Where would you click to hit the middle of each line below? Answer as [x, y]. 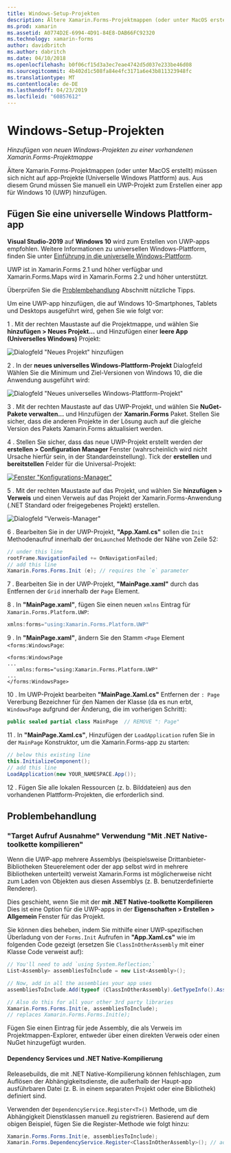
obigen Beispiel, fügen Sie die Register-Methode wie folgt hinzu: [98, 1123]
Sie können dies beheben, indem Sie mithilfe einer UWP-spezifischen [105, 930]
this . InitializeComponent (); [49, 761]
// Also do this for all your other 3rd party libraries [90, 1002]
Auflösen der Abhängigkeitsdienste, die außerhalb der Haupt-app [100, 1081]
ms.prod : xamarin [32, 26]
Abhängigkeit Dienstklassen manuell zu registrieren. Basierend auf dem [108, 1117]
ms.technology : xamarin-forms [51, 39]
